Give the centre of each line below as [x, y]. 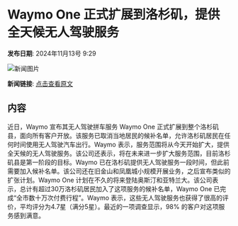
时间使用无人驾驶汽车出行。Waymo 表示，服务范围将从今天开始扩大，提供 [121, 144]
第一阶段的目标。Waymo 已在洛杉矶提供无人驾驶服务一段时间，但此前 [128, 162]
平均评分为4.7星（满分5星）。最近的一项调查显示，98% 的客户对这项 [119, 206]
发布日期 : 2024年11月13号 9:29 [52, 53]
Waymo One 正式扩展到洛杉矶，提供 [114, 15]
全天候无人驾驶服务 [63, 32]
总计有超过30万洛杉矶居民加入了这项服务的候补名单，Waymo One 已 [120, 188]
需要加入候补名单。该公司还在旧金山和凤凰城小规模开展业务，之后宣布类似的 [119, 171]
